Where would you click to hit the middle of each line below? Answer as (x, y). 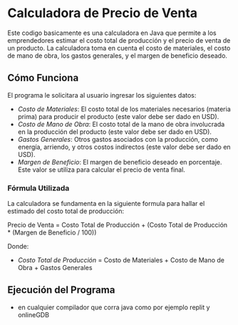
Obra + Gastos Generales (55, 268)
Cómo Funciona (43, 78)
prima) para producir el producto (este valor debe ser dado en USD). (118, 116)
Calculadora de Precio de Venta (103, 13)
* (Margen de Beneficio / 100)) (52, 232)
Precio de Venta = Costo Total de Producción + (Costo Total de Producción (118, 225)
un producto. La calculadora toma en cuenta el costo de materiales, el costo (119, 48)
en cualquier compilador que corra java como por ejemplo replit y (114, 307)
